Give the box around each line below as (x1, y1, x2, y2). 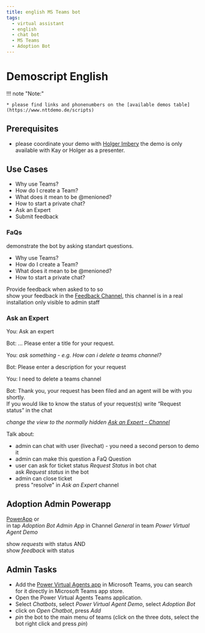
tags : (6, 15, 20, 21)
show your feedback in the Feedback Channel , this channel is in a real (6, 292, 183, 299)
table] (173, 102, 190, 108)
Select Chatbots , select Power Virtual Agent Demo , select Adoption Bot (15, 600, 196, 607)
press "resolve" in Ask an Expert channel (15, 482, 119, 489)
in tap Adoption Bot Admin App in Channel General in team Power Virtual (6, 521, 190, 529)
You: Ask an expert (6, 328, 54, 335)
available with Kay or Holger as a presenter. (15, 146, 125, 154)
